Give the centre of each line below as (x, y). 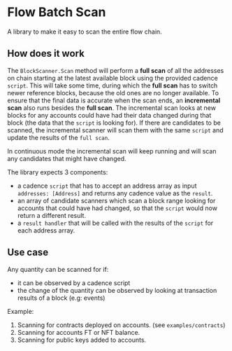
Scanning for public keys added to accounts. (82, 340)
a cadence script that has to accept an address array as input (107, 186)
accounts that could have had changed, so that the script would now (117, 208)
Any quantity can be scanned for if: (58, 269)
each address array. (46, 230)
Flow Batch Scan (57, 12)
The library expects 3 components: (58, 172)
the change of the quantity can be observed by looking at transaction (117, 290)
